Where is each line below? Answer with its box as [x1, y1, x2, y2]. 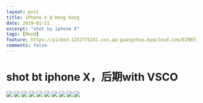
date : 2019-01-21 [6, 20, 50, 26]
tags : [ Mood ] [6, 31, 39, 37]
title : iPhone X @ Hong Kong [6, 14, 80, 20]
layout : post [6, 8, 39, 15]
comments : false [6, 43, 47, 49]
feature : [6, 37, 28, 43]
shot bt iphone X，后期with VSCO [6, 70, 178, 84]
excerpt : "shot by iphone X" [6, 25, 80, 32]
